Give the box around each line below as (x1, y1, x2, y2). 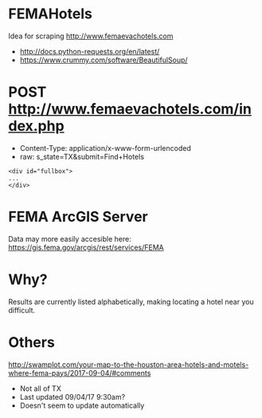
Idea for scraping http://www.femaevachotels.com (8, 31, 174, 41)
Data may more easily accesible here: (8, 234, 131, 243)
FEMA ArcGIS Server (8, 208, 149, 226)
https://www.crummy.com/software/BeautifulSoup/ (19, 55, 189, 65)
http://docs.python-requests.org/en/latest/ (19, 46, 160, 56)
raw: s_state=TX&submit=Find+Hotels (19, 152, 145, 161)
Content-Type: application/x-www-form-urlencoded (19, 143, 191, 152)
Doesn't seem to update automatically (19, 400, 145, 410)
